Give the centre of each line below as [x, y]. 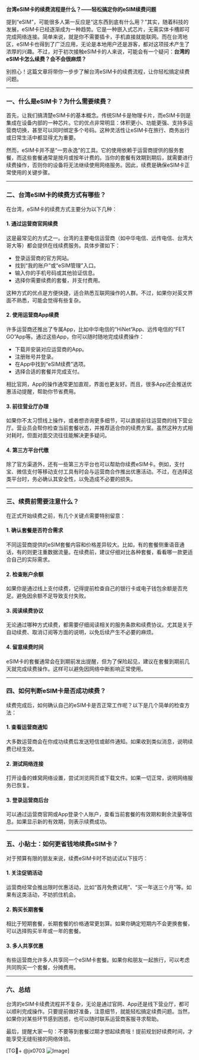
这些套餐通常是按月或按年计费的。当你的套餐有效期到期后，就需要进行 [107, 158]
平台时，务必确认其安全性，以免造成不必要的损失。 [73, 479]
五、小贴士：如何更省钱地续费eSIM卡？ [62, 844]
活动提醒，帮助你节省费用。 [45, 391]
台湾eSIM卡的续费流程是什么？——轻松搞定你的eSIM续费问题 [81, 9]
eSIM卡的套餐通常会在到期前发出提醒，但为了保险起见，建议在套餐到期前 [95, 661]
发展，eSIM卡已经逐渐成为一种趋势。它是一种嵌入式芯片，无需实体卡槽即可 [98, 29]
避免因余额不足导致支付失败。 [53, 596]
